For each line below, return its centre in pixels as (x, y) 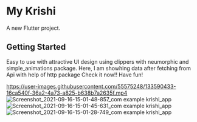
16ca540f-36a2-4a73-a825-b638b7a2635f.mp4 (67, 93)
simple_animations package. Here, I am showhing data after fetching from (99, 68)
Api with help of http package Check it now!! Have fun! (75, 75)
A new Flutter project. (33, 28)
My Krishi (31, 11)
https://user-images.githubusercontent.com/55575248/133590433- (91, 86)
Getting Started (36, 47)
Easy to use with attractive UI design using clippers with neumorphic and (98, 61)
